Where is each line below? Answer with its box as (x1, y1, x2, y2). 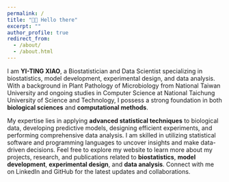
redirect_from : (7, 36, 51, 42)
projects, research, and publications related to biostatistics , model (7, 153, 196, 161)
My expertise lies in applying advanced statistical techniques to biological (7, 116, 219, 125)
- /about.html (13, 49, 53, 55)
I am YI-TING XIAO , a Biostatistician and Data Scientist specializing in (7, 66, 203, 75)
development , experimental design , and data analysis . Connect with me (7, 160, 214, 168)
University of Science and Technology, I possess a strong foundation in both (7, 96, 222, 104)
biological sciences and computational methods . (7, 103, 148, 112)
